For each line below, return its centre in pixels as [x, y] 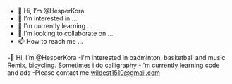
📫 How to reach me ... [50, 41]
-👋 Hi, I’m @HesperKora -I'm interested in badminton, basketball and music [116, 58]
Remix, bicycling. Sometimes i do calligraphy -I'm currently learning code [114, 65]
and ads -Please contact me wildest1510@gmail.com [84, 73]
